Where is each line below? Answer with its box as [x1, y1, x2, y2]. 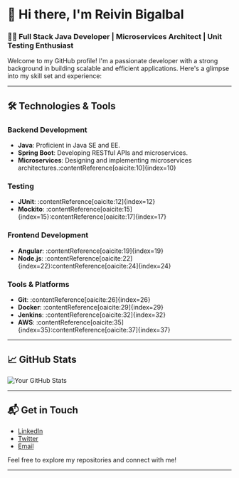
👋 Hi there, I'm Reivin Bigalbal [7, 6, 184, 23]
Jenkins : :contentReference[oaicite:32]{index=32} [17, 310, 166, 319]
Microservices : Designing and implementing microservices [17, 156, 192, 165]
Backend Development [7, 124, 87, 134]
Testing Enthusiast [7, 40, 74, 50]
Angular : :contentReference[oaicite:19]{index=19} [17, 246, 164, 255]
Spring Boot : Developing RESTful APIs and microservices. [17, 148, 188, 157]
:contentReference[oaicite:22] [45, 254, 133, 262]
